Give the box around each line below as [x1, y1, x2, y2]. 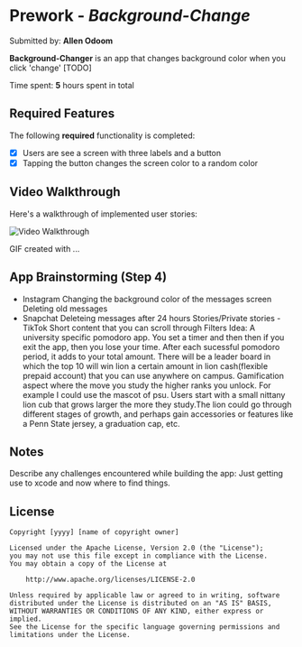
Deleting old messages [22, 303, 108, 314]
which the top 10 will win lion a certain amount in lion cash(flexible [22, 360, 269, 371]
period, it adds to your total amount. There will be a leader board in [22, 351, 271, 362]
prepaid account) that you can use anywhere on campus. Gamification [22, 370, 284, 381]
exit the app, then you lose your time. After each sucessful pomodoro [22, 341, 280, 352]
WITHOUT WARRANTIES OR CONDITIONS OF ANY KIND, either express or [9, 606, 264, 616]
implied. [9, 615, 42, 624]
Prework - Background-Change [9, 5, 251, 26]
